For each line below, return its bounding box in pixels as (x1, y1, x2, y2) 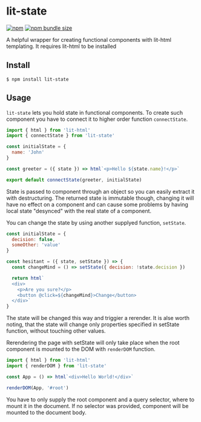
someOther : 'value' (12, 242, 61, 248)
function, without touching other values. (6, 327, 106, 335)
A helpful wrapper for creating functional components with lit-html (6, 36, 171, 43)
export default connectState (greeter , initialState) (6, 177, 142, 183)
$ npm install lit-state (6, 76, 69, 83)
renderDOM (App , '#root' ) (6, 384, 69, 391)
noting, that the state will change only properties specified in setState (6, 321, 180, 328)
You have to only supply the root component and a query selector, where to (6, 396, 195, 403)
